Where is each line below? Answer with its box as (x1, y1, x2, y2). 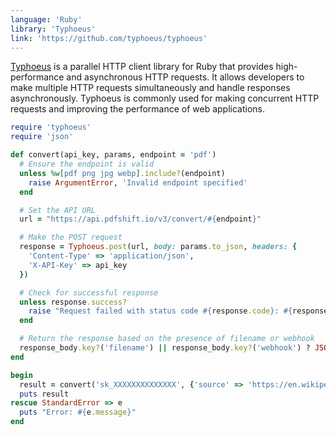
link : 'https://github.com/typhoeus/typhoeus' (10, 33, 208, 43)
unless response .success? (19, 297, 128, 307)
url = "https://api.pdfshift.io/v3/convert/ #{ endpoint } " (19, 214, 262, 225)
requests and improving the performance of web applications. (10, 103, 266, 115)
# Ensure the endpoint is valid (19, 159, 155, 169)
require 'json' (10, 132, 74, 142)
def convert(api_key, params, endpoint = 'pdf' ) (10, 150, 217, 160)
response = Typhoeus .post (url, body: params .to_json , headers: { (19, 242, 298, 252)
